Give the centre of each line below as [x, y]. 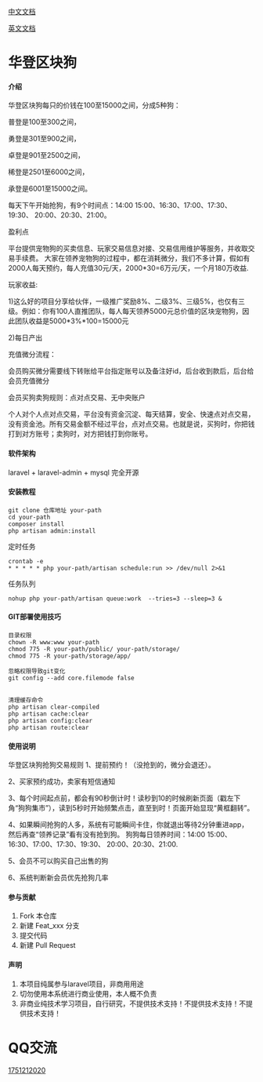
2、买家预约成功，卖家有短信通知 [62, 781]
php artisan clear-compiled [54, 707]
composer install [36, 524]
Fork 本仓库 [38, 916]
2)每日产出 [25, 338]
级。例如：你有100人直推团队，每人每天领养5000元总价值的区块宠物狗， [125, 311]
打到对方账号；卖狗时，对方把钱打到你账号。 [80, 434]
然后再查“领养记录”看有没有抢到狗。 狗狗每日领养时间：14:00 [107, 835]
